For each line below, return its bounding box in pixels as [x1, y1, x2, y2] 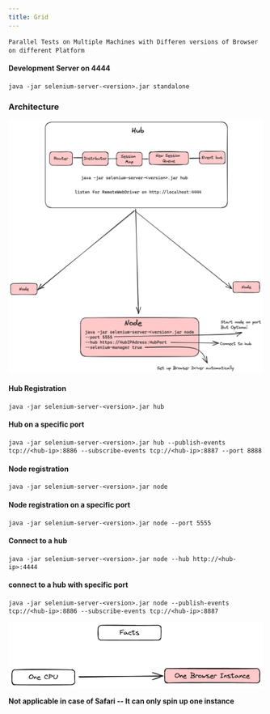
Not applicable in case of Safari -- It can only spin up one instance [8, 696, 234, 706]
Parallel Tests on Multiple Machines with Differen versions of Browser [8, 37, 259, 46]
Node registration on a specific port [8, 499, 131, 509]
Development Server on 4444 [8, 63, 111, 73]
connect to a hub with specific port [8, 580, 129, 590]
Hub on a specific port [8, 419, 85, 429]
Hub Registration [8, 384, 67, 393]
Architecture [8, 101, 60, 113]
